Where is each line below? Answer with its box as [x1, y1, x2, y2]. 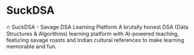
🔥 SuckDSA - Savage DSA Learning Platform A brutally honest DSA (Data [6, 23, 189, 30]
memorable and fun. [6, 42, 57, 50]
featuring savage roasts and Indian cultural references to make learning [6, 36, 184, 44]
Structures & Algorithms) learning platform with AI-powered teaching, [6, 30, 179, 37]
